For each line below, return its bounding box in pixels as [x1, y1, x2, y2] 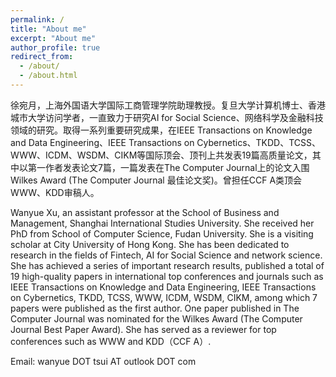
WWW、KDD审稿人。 [10, 186, 100, 198]
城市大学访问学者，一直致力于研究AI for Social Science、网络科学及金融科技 [10, 111, 324, 123]
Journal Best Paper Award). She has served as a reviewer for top [10, 323, 277, 335]
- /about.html [19, 71, 78, 81]
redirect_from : [10, 52, 74, 62]
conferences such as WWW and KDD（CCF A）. [10, 335, 212, 347]
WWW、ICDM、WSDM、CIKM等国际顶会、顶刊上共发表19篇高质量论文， [10, 149, 313, 161]
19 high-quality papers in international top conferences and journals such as [10, 270, 324, 282]
